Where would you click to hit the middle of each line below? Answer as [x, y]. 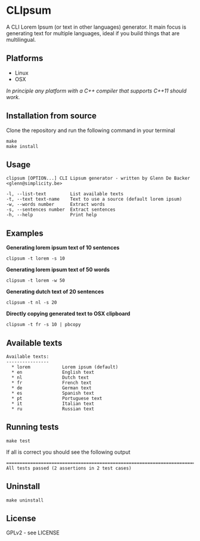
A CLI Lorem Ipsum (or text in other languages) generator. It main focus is [96, 27]
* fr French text [52, 383]
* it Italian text [53, 404]
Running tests [33, 427]
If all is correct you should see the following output [68, 452]
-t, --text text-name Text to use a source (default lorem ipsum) [94, 199]
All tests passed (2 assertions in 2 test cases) [69, 468]
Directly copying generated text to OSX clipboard [68, 313]
